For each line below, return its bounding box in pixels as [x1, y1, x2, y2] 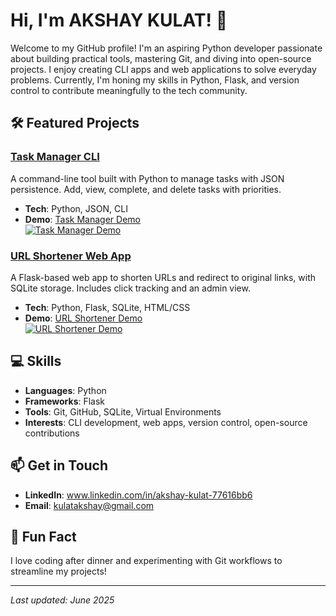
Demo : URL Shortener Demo [24, 312, 143, 324]
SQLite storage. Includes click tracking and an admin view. [10, 282, 251, 294]
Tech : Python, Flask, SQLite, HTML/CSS [24, 301, 191, 313]
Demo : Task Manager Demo [24, 213, 141, 225]
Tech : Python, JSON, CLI [24, 202, 128, 214]
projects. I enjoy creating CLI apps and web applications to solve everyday [10, 63, 317, 75]
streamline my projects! [10, 565, 107, 578]
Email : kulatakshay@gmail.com [24, 499, 155, 511]
